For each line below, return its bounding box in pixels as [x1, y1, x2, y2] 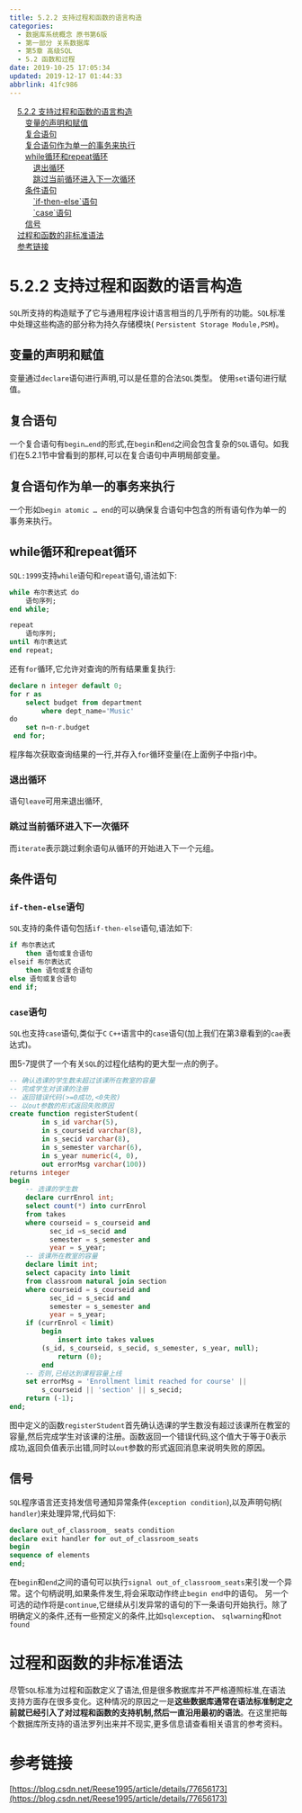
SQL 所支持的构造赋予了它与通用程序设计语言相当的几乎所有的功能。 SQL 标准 [9, 307, 286, 318]
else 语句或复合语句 [9, 974, 77, 983]
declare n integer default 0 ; [9, 681, 123, 690]
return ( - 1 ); [25, 1394, 75, 1404]
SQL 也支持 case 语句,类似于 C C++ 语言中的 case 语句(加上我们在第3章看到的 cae [9, 1028, 283, 1038]
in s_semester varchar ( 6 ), [41, 1143, 143, 1152]
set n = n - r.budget [25, 723, 91, 732]
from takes [25, 1209, 67, 1219]
